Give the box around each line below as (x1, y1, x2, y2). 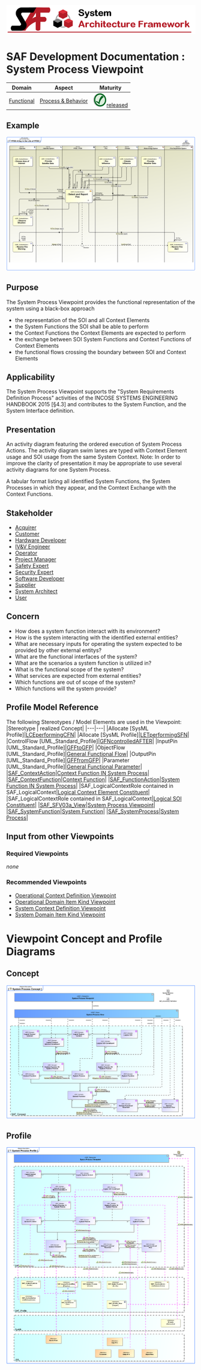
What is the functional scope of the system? (14, 666, 124, 673)
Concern (6, 612, 40, 622)
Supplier (14, 582, 36, 588)
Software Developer (14, 575, 65, 582)
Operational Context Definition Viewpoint (14, 892, 116, 899)
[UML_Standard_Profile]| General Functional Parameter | (6, 763, 143, 770)
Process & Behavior (40, 97, 88, 104)
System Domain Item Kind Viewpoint (14, 911, 106, 918)
